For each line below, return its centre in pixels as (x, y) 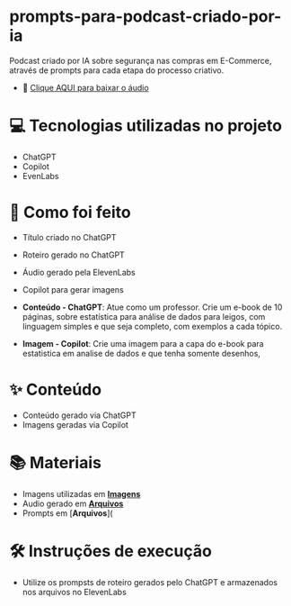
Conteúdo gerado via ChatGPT (79, 415)
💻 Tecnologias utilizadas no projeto (146, 126)
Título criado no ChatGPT (69, 237)
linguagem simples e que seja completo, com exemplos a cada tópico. (152, 326)
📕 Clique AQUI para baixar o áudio (86, 87)
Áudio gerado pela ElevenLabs (79, 272)
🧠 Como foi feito (71, 213)
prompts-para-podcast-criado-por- (145, 17)
